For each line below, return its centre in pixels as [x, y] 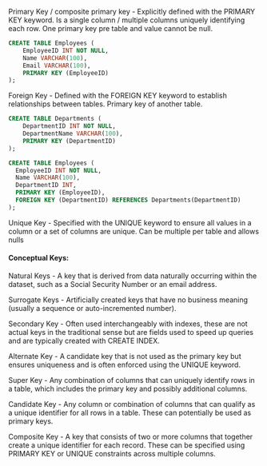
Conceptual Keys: [39, 258]
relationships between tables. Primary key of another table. [106, 104]
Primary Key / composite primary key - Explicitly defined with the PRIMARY [132, 12]
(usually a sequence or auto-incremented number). [92, 308]
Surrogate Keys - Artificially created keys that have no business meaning [128, 300]
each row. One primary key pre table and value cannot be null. [111, 28]
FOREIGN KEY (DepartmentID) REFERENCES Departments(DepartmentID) [128, 200]
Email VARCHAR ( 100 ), [57, 66]
